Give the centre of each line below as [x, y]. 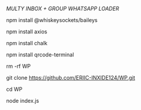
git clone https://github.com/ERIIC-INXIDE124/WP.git [71, 78]
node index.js [23, 101]
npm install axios [27, 32]
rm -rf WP [18, 66]
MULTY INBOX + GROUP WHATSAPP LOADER [63, 9]
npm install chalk [27, 43]
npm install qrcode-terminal [40, 55]
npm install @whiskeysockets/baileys [52, 20]
